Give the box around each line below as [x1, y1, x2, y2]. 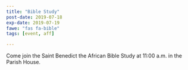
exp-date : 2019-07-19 [6, 20, 60, 26]
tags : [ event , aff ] [6, 31, 55, 37]
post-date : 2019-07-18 [6, 14, 62, 20]
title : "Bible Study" [6, 8, 60, 15]
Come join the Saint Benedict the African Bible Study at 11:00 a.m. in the [6, 52, 183, 59]
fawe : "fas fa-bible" [6, 25, 60, 31]
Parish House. [6, 59, 40, 66]
